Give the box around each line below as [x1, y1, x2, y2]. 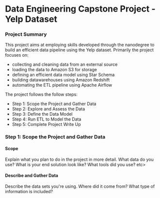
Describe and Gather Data [5, 173, 58, 179]
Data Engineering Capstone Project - [5, 3, 156, 15]
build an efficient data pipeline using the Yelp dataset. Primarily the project [5, 47, 154, 53]
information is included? [5, 188, 53, 194]
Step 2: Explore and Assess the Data [12, 106, 85, 112]
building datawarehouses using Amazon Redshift [12, 77, 110, 83]
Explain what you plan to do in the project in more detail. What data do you [5, 156, 154, 162]
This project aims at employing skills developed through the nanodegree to [5, 42, 155, 48]
